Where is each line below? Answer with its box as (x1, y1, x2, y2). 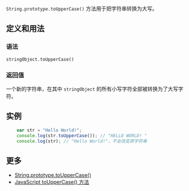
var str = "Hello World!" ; (16, 127, 82, 133)
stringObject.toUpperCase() (6, 56, 75, 62)
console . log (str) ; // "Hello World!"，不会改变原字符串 (16, 138, 148, 144)
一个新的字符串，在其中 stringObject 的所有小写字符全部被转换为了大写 (6, 85, 178, 92)
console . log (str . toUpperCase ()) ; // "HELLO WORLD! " (16, 133, 148, 138)
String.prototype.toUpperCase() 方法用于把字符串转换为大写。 (6, 5, 157, 12)
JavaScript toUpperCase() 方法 (14, 179, 89, 186)
